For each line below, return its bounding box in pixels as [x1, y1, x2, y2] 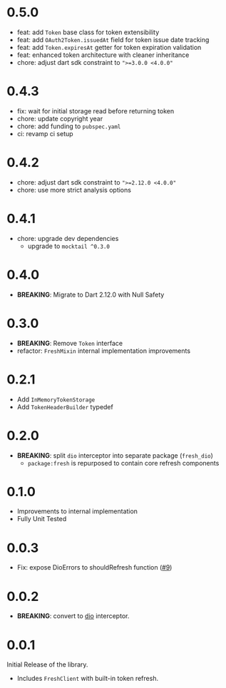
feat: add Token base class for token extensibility [16, 28, 160, 36]
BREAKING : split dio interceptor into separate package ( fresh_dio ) [16, 451, 213, 460]
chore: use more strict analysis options [16, 185, 131, 194]
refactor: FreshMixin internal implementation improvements [16, 346, 190, 355]
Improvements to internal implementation [16, 507, 138, 515]
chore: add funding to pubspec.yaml [16, 122, 121, 130]
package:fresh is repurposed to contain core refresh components [27, 458, 220, 467]
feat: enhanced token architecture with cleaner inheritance [16, 51, 190, 59]
